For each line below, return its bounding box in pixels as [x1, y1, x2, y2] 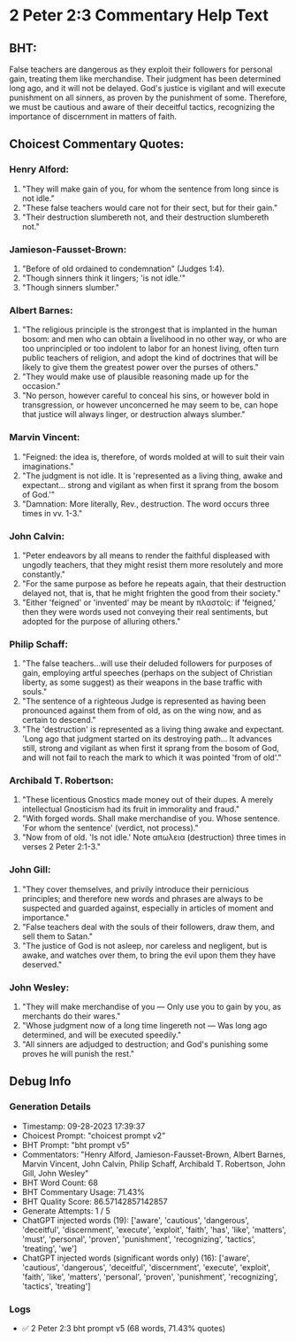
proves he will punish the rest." [21, 1049, 135, 1059]
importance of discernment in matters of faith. [9, 112, 178, 121]
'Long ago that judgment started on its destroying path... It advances [21, 733, 272, 744]
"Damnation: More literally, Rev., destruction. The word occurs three [21, 498, 269, 509]
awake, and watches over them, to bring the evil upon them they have [21, 950, 277, 960]
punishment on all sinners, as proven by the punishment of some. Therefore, [9, 92, 287, 103]
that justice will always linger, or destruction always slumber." [21, 409, 246, 420]
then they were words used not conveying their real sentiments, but [21, 606, 269, 617]
